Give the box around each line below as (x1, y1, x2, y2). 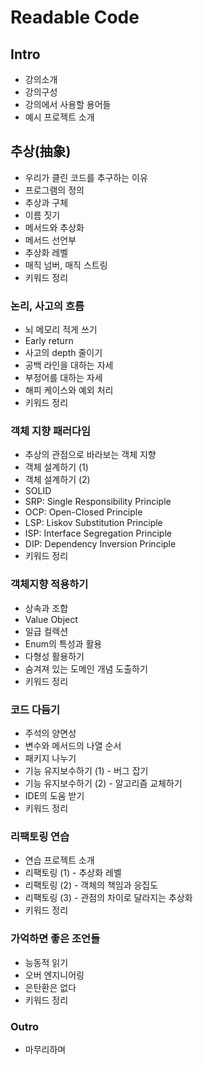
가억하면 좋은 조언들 (10, 932, 101, 946)
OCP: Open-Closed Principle (24, 506, 143, 518)
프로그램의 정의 (24, 184, 85, 196)
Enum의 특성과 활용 (24, 637, 103, 650)
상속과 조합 (24, 602, 69, 614)
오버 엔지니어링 (24, 969, 85, 981)
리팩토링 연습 (10, 829, 70, 843)
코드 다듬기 (10, 702, 61, 716)
